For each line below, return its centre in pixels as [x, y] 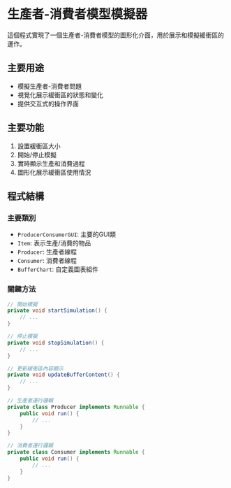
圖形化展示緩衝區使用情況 [54, 172]
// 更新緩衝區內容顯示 [36, 368]
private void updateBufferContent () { [64, 375]
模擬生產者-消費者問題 [50, 86]
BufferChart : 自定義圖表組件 [58, 269]
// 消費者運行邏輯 [30, 446]
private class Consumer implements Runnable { [76, 452]
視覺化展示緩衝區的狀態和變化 [60, 94]
